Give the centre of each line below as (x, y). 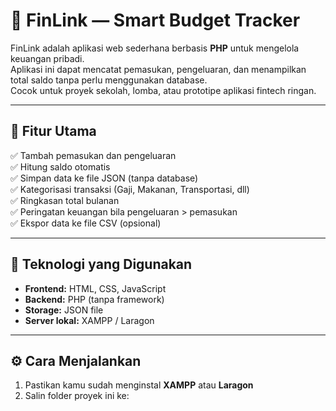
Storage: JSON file (64, 310)
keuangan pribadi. (47, 58)
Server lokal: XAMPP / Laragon (89, 320)
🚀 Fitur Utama (53, 131)
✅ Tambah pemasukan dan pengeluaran (93, 155)
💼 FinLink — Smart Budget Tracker (155, 20)
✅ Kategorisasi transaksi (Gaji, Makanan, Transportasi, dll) (130, 189)
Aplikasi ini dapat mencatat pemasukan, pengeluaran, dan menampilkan (158, 69)
